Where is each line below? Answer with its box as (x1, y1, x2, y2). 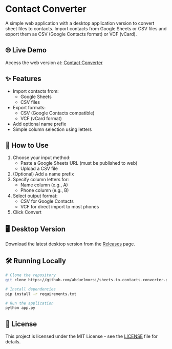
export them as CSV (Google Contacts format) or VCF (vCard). (5, 31, 137, 37)
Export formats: (12, 104, 46, 110)
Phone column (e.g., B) (20, 187, 69, 193)
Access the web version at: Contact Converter (5, 60, 103, 66)
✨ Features (5, 74, 41, 83)
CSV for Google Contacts (20, 198, 74, 204)
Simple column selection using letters (12, 126, 92, 132)
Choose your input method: (12, 154, 71, 161)
